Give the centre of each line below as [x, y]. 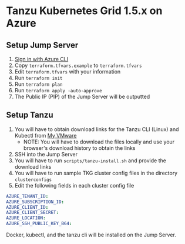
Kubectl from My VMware [46, 135]
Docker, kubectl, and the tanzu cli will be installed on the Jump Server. [91, 235]
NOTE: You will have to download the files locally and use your [99, 142]
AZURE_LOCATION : [26, 218]
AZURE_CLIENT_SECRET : [33, 213]
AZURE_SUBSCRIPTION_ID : [35, 202]
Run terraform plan [38, 84]
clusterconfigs [33, 180]
